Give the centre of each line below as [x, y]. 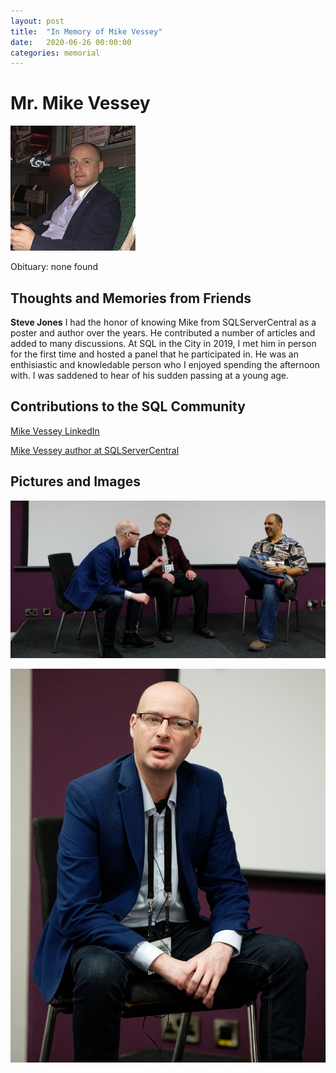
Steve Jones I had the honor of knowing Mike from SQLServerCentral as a [163, 322]
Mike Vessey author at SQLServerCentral [95, 450]
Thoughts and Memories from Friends [131, 298]
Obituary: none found [54, 267]
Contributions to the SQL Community [128, 406]
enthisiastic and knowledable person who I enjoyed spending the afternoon [165, 364]
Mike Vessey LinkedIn [55, 431]
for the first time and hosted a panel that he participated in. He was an [155, 354]
